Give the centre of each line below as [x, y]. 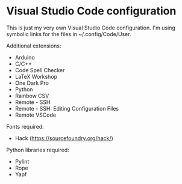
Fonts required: [25, 126]
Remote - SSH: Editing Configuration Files [67, 108]
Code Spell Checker [40, 70]
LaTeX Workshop [36, 76]
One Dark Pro [32, 83]
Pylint [22, 161]
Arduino [25, 57]
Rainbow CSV [32, 96]
